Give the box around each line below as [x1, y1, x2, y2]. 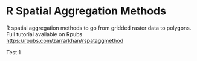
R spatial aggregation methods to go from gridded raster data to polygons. [6, 24, 192, 31]
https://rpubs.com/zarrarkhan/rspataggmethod [6, 37, 124, 44]
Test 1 [6, 48, 21, 56]
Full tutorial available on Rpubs [6, 30, 83, 37]
